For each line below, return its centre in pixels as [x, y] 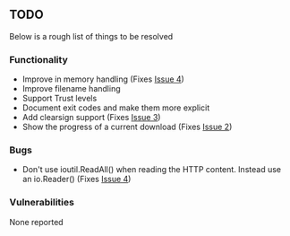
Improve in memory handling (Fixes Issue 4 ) [103, 79]
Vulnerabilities [42, 203]
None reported [37, 222]
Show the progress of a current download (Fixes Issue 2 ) [127, 127]
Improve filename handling [71, 89]
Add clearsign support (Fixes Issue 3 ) [91, 118]
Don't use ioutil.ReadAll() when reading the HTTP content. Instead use [152, 170]
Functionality [39, 59]
